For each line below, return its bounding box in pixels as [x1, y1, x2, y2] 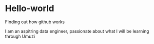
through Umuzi [5, 33, 35, 39]
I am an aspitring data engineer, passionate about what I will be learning [5, 28, 150, 34]
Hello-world [5, 3, 55, 14]
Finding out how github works [5, 19, 65, 25]
